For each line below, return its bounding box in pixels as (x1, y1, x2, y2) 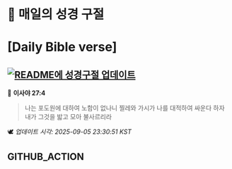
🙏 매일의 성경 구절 (7, 6, 105, 23)
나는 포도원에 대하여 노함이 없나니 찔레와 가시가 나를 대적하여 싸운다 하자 (24, 104, 225, 113)
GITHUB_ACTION (7, 151, 85, 163)
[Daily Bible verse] (7, 39, 117, 55)
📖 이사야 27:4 (7, 89, 46, 97)
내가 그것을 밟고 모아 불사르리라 (24, 113, 112, 121)
